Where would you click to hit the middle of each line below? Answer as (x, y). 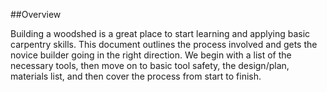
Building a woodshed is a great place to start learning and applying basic (160, 33)
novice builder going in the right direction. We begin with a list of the (151, 55)
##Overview (36, 14)
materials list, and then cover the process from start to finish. (136, 76)
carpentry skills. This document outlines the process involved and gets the (164, 44)
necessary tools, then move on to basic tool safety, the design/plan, (150, 65)
